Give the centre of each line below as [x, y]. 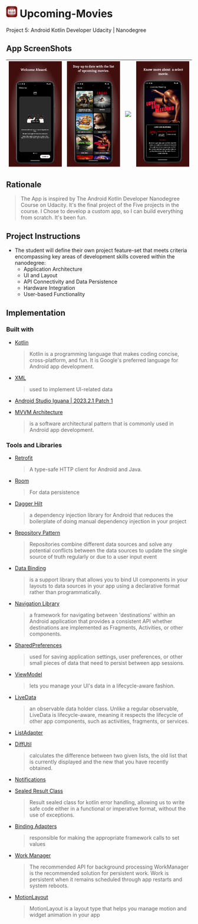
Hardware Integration [49, 288]
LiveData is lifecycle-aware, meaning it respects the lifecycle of [106, 715]
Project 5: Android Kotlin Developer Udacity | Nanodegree [76, 30]
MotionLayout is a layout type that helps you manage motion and [108, 909]
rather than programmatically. [65, 592]
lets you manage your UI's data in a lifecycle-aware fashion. [102, 686]
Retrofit [24, 458]
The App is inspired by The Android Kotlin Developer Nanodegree [100, 199]
